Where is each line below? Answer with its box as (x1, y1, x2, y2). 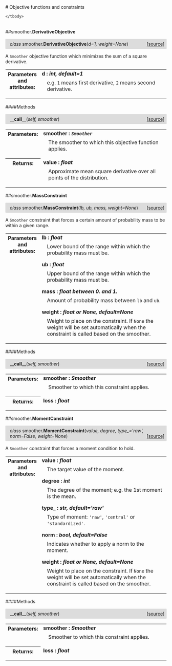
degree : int (41, 477, 70, 484)
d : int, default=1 (41, 70, 83, 77)
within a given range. (5, 223, 50, 228)
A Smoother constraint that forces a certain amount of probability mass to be (5, 217, 165, 223)
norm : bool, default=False (41, 531, 107, 538)
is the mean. (47, 493, 77, 499)
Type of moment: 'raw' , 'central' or (47, 513, 135, 520)
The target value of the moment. (47, 466, 124, 473)
